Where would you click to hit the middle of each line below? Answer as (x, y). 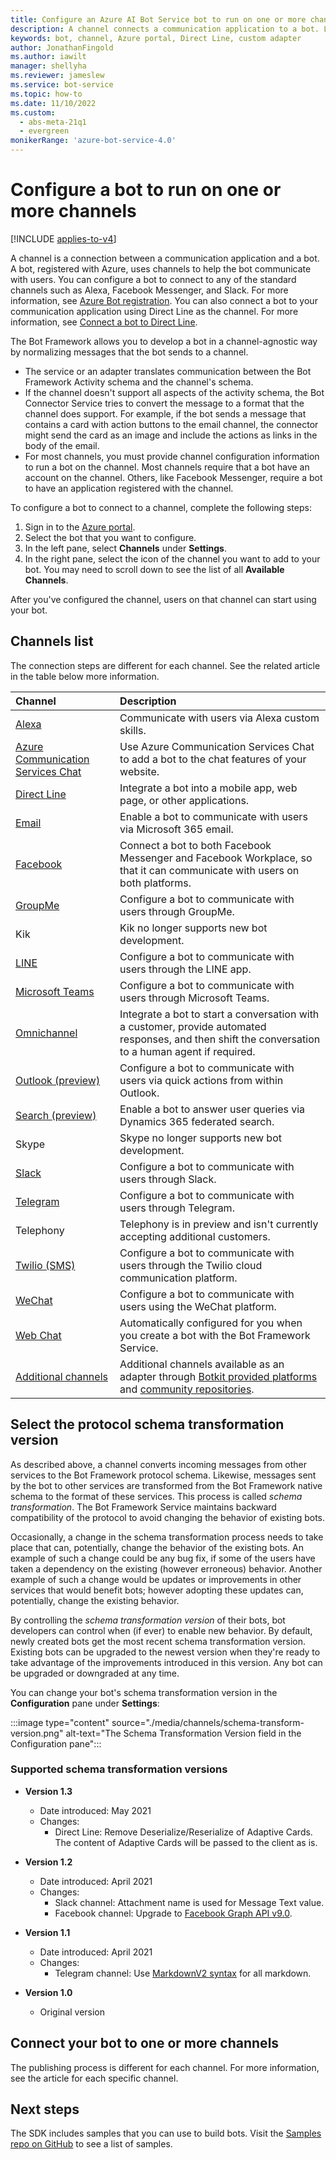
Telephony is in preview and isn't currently (219, 1224)
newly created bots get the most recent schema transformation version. (158, 1641)
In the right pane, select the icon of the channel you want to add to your (172, 558)
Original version (72, 2012)
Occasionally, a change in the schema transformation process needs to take (167, 1537)
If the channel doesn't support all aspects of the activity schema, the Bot (174, 392)
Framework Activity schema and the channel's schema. (139, 382)
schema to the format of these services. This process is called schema (156, 1496)
